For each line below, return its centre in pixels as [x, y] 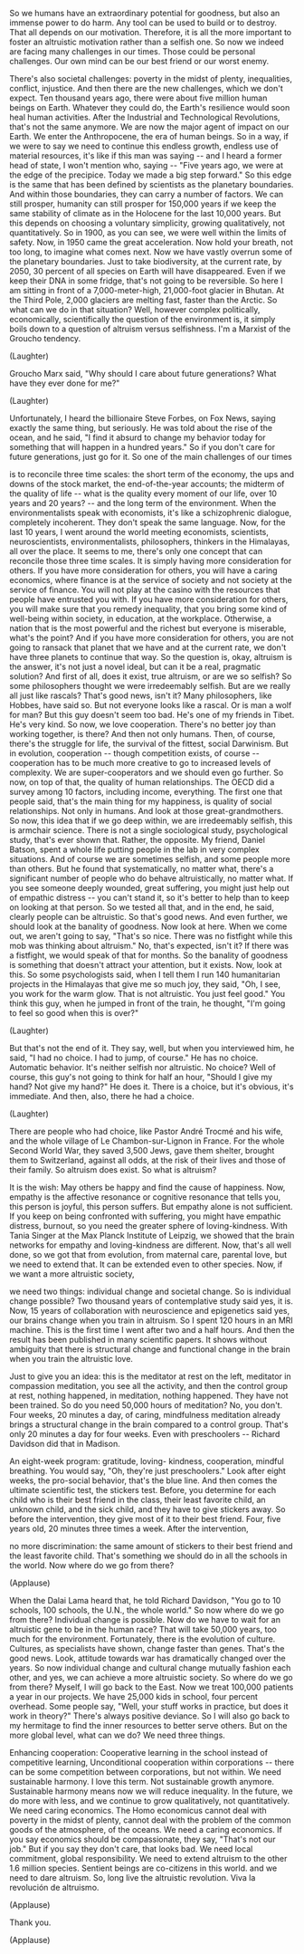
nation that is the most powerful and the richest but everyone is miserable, [148, 628]
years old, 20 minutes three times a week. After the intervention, [129, 1528]
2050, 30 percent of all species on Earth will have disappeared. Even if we [148, 271]
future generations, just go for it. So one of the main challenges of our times [151, 457]
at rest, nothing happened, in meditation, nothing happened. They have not [149, 1395]
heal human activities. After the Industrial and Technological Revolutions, [145, 117]
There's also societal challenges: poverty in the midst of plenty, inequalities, [151, 79]
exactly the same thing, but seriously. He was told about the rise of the [141, 428]
